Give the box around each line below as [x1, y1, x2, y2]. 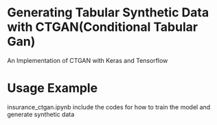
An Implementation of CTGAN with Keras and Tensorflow [7, 56, 168, 64]
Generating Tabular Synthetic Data [7, 5, 209, 20]
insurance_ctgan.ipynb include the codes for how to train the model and [7, 102, 211, 111]
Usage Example [7, 81, 98, 96]
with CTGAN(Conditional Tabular [7, 19, 198, 35]
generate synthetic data [7, 110, 75, 118]
